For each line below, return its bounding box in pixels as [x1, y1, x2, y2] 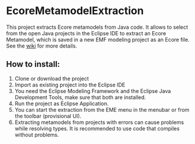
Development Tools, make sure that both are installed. [14, 93, 147, 101]
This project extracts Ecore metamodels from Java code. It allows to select [6, 24, 188, 31]
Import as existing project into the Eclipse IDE [14, 81, 126, 88]
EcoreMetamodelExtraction [6, 4, 144, 18]
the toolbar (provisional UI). [14, 112, 82, 119]
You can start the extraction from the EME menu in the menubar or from [14, 106, 190, 113]
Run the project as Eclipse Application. [14, 100, 109, 107]
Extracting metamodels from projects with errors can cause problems [14, 119, 184, 126]
